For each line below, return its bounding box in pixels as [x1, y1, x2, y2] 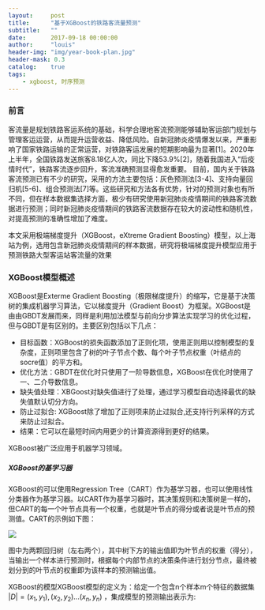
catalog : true [8, 63, 65, 71]
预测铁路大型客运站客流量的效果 [8, 250, 112, 259]
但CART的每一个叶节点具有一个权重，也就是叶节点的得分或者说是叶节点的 [8, 504, 248, 514]
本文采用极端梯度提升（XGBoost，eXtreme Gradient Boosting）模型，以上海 [8, 230, 256, 239]
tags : [8, 70, 26, 78]
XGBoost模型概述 [8, 272, 75, 283]
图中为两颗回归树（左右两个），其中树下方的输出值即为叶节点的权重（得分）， [8, 546, 257, 555]
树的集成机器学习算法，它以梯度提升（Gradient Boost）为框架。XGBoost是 [8, 301, 251, 311]
